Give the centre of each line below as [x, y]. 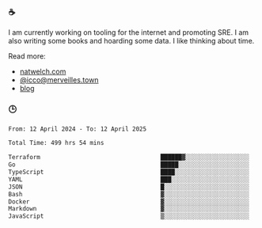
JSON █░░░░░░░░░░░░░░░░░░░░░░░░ [129, 187]
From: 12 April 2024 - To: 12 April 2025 [78, 129]
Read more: [27, 56]
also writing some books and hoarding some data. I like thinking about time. [131, 41]
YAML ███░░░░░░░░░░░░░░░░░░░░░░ [129, 179]
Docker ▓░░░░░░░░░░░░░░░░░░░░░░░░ [129, 201]
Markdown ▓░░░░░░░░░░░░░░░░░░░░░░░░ [129, 209]
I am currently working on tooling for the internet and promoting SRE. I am [129, 32]
